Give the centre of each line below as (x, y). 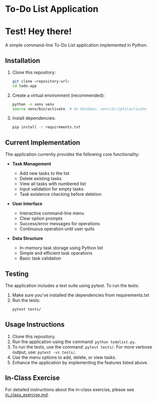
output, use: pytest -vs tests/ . (44, 352)
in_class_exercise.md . (27, 395)
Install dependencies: (34, 118)
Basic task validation (40, 258)
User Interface (27, 204)
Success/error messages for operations (60, 224)
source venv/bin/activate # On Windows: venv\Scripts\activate (79, 109)
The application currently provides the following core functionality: (72, 154)
